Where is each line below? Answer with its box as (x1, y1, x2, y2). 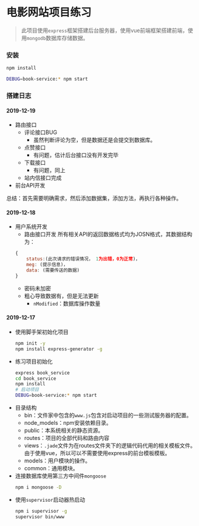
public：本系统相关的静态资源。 (24, 427, 104, 434)
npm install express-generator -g (15, 346, 103, 352)
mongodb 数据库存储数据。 (26, 34, 89, 41)
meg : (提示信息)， (26, 262, 69, 268)
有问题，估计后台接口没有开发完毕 (33, 151, 119, 159)
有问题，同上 (33, 167, 66, 174)
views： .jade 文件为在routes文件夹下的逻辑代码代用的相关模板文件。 (24, 442, 196, 449)
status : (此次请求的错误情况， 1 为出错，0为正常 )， (26, 256, 141, 262)
